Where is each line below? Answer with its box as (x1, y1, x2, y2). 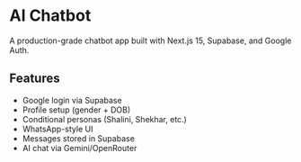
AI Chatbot (9, 5, 92, 26)
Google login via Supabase (22, 94, 123, 105)
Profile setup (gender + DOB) (22, 104, 131, 115)
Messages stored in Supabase (22, 132, 135, 144)
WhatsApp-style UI (22, 123, 93, 134)
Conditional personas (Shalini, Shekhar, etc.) (22, 113, 187, 124)
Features (9, 71, 60, 86)
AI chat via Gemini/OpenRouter (22, 142, 137, 153)
